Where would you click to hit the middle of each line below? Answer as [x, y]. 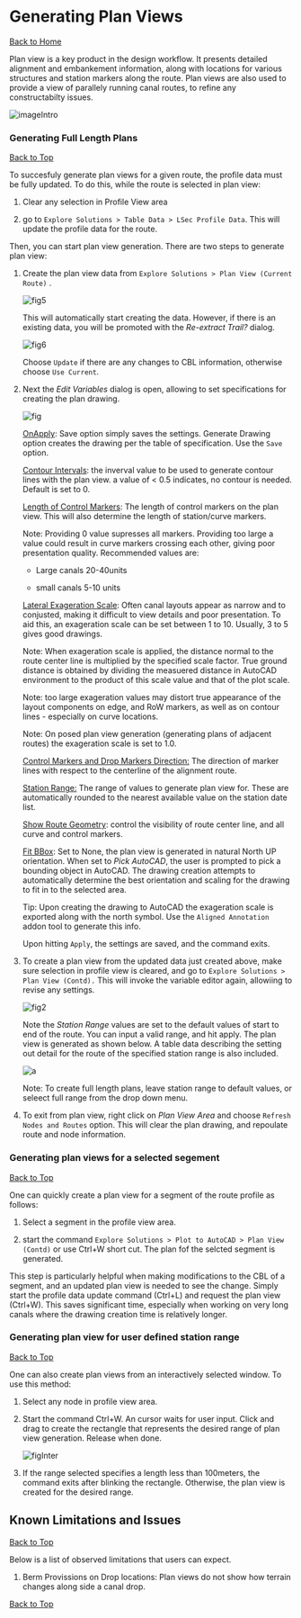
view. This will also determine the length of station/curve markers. [144, 517]
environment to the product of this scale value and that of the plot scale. [156, 680]
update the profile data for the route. [90, 229]
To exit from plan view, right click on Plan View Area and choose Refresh [157, 1115]
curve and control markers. [72, 834]
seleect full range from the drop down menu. [105, 1098]
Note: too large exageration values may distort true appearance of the [151, 697]
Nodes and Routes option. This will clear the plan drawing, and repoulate [155, 1125]
